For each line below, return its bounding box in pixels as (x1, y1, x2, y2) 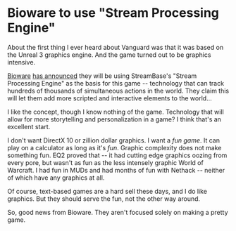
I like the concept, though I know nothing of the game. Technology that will (7, 107, 224, 116)
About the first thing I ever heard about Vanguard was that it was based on (7, 43, 224, 51)
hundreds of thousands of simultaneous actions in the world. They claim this (7, 86, 230, 95)
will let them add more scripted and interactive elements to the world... (7, 93, 213, 103)
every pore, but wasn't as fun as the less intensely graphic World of (7, 158, 204, 166)
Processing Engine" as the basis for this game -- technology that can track (7, 79, 224, 87)
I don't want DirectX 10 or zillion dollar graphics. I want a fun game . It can (7, 136, 221, 145)
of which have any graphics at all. (7, 173, 105, 182)
